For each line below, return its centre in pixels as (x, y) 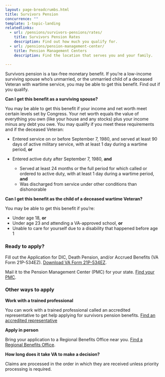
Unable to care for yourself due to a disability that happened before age (85, 229)
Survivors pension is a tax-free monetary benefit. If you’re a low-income (78, 74)
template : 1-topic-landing (33, 23)
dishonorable (33, 189)
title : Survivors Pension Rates (47, 37)
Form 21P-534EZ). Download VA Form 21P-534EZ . (56, 262)
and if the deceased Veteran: (34, 130)
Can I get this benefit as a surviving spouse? (51, 99)
